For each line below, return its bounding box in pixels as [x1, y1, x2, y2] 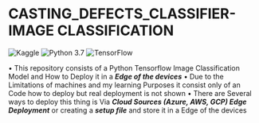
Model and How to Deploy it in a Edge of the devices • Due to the [8, 71, 225, 81]
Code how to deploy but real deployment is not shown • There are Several [8, 88, 253, 98]
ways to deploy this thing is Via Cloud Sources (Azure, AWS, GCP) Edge [8, 97, 247, 106]
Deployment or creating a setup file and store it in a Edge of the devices [8, 105, 247, 115]
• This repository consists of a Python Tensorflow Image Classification [8, 63, 241, 72]
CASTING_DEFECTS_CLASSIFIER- [8, 5, 237, 23]
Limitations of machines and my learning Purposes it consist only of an [8, 80, 241, 90]
